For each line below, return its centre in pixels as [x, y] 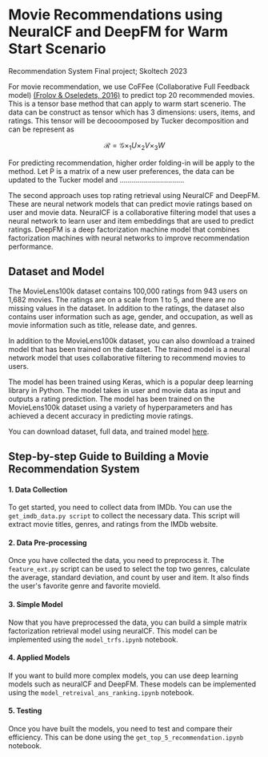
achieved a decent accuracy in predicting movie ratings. [101, 415]
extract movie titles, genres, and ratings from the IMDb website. [113, 524]
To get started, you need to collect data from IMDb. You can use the [120, 508]
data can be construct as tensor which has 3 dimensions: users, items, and [132, 112]
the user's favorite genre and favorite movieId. [85, 586]
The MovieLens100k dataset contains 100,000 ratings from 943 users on [128, 291]
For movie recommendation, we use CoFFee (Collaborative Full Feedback [129, 87]
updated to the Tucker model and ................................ [96, 180]
